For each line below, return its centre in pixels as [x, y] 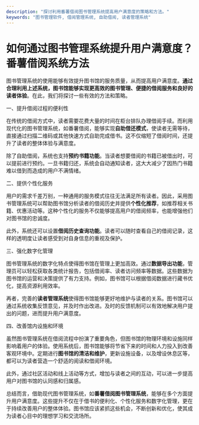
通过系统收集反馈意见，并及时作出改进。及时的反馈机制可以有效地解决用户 [97, 306]
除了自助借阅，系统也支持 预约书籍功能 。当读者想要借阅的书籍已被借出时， [97, 156]
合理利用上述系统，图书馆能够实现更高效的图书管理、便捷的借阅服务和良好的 [99, 88]
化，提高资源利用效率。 [35, 286]
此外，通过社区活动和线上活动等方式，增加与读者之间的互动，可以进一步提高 [99, 374]
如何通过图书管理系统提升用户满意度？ [100, 48]
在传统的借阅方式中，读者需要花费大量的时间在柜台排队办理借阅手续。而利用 [99, 121]
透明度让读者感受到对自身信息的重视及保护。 [71, 238]
